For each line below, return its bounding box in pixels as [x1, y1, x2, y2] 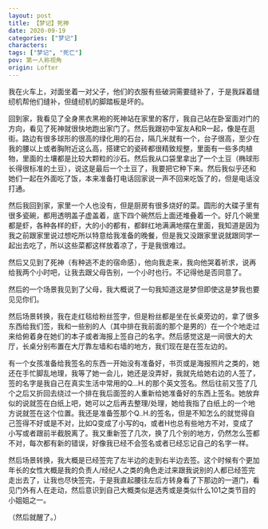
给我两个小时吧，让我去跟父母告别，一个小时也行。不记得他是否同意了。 [8, 267, 246, 276]
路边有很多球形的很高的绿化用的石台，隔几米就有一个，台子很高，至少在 [22, 133, 260, 143]
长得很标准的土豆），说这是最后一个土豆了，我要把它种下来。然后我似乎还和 [8, 163, 257, 173]
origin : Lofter [8, 64, 59, 72]
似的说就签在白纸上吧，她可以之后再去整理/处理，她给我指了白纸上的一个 [8, 398, 249, 408]
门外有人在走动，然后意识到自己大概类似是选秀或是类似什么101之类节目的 [14, 485, 257, 495]
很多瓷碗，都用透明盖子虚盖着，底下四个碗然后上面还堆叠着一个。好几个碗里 [8, 210, 260, 220]
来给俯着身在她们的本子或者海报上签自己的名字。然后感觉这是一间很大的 [8, 331, 246, 340]
